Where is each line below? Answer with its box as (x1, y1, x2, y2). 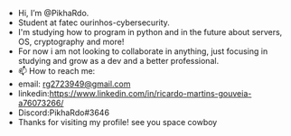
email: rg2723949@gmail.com (17, 78, 131, 89)
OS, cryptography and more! (17, 36, 125, 47)
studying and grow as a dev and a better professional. (17, 56, 220, 66)
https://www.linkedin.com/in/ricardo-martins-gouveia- (49, 88, 252, 98)
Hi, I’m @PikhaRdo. (17, 8, 89, 18)
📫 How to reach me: (17, 66, 96, 76)
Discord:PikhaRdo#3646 (17, 107, 110, 118)
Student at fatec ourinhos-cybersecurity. (17, 17, 170, 28)
